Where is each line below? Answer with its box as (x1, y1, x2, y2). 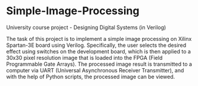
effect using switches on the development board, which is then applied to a (6, 47, 191, 55)
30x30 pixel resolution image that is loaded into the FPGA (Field (6, 54, 163, 61)
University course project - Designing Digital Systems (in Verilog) (6, 24, 166, 31)
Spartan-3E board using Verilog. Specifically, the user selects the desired (6, 42, 187, 49)
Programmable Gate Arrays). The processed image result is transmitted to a (6, 60, 193, 68)
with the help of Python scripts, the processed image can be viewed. (6, 73, 175, 80)
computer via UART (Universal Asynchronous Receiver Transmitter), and (6, 66, 184, 74)
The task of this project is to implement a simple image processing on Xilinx (6, 35, 192, 42)
